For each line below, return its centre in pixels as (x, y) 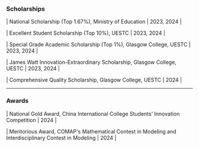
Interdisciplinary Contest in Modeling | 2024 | (61, 138)
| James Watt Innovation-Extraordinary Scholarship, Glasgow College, (91, 62)
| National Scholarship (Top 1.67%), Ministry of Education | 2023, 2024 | (94, 22)
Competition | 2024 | (32, 120)
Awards (17, 101)
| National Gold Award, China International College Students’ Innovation (93, 113)
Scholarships (26, 9)
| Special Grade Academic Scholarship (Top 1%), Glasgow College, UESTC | (99, 45)
